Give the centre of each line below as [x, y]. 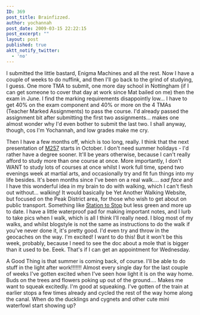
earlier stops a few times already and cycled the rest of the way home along [99, 292]
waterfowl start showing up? [41, 305]
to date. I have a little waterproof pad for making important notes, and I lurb [99, 211]
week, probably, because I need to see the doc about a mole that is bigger [98, 243]
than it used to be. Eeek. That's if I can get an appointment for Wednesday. [98, 249]
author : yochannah [29, 23]
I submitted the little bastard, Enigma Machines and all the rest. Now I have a [100, 73]
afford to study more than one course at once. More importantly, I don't [94, 160]
